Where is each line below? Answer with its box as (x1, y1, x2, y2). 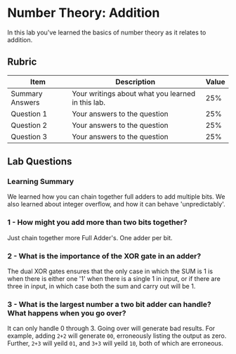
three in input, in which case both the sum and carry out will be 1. (7, 282, 196, 291)
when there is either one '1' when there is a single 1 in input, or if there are (7, 275, 221, 283)
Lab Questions (7, 156, 72, 168)
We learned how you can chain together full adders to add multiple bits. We (7, 192, 225, 201)
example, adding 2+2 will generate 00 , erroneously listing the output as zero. (7, 332, 227, 340)
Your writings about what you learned (72, 88, 196, 98)
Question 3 (11, 131, 48, 141)
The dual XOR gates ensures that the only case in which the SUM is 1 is (7, 267, 213, 275)
